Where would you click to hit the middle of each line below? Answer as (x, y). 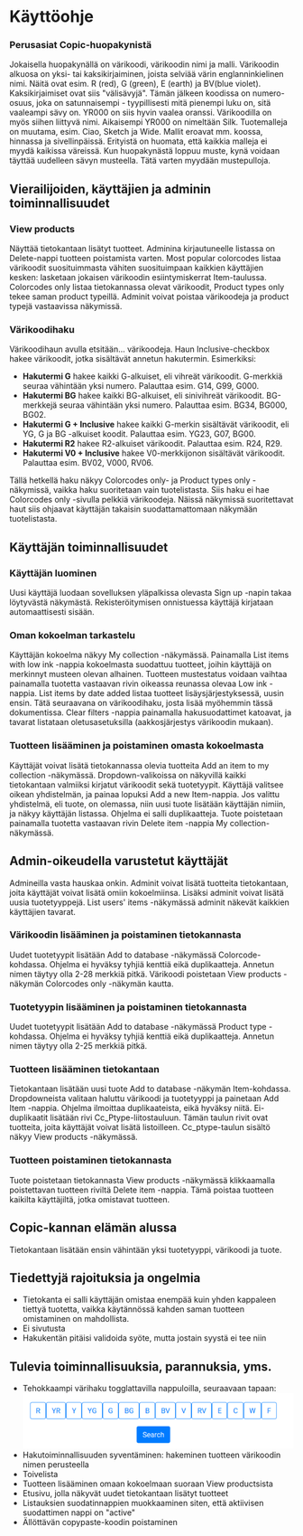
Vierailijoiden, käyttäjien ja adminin (110, 188)
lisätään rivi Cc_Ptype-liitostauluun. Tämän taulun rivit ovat (159, 1117)
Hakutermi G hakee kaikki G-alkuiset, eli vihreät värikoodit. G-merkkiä (152, 376)
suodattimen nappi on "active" (79, 1512)
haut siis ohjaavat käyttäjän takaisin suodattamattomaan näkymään (133, 509)
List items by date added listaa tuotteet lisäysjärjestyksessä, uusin (161, 693)
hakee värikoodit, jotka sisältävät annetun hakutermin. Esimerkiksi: (133, 359)
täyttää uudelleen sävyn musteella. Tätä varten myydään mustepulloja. (140, 161)
